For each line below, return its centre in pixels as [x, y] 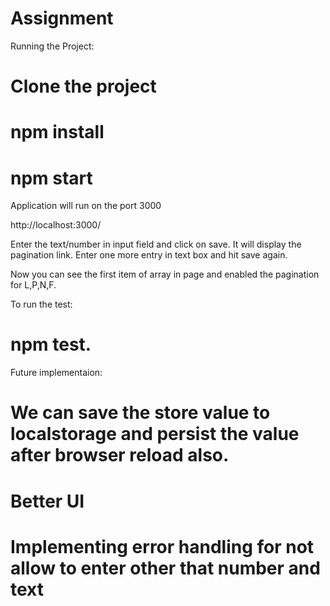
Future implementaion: [56, 373]
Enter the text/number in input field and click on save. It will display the [156, 244]
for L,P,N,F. [33, 285]
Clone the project [83, 86]
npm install [57, 132]
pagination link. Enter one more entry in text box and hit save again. [149, 255]
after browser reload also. [120, 455]
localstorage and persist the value [155, 434]
